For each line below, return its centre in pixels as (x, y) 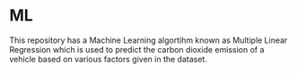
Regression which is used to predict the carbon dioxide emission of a (137, 49)
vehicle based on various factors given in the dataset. (109, 59)
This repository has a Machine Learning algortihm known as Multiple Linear (148, 40)
